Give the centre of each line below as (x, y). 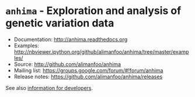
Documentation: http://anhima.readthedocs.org (71, 39)
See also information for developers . (49, 88)
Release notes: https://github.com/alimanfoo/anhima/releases (88, 77)
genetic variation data (60, 23)
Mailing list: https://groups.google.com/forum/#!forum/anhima (88, 70)
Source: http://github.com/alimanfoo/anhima (67, 64)
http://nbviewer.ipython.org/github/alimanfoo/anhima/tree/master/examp (101, 51)
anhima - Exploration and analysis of (93, 11)
